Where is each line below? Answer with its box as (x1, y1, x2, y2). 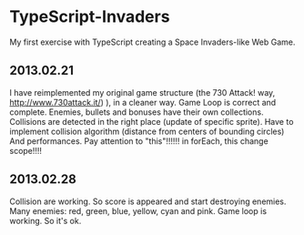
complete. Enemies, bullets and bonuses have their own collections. (9, 107, 264, 117)
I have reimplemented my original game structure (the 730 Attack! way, (9, 87, 276, 97)
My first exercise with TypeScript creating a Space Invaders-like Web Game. (9, 36, 296, 47)
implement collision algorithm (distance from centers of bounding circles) (9, 126, 285, 137)
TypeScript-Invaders (9, 6, 170, 27)
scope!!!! (9, 145, 43, 156)
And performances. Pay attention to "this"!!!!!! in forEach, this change (9, 135, 269, 147)
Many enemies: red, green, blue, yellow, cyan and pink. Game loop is (9, 205, 267, 216)
